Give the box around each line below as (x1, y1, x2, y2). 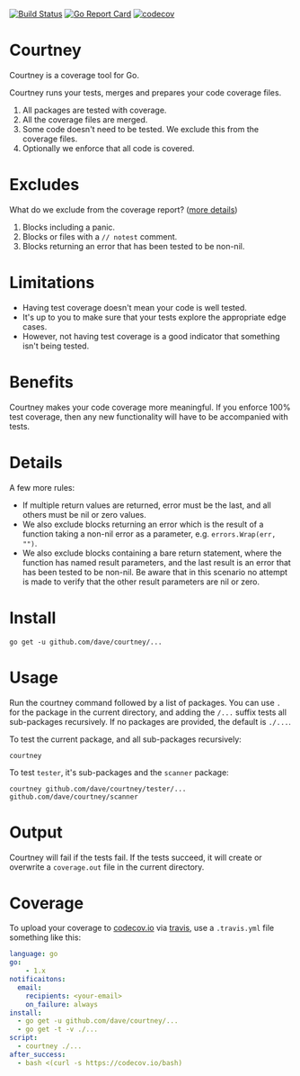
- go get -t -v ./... (17, 1025, 99, 1035)
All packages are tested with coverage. (22, 104, 167, 115)
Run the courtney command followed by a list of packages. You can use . (9, 697, 281, 708)
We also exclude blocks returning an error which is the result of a (22, 519, 264, 529)
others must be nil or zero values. (22, 509, 146, 520)
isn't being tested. (22, 340, 90, 351)
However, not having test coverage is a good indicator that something (22, 330, 280, 341)
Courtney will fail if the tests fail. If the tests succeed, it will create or (9, 852, 262, 863)
